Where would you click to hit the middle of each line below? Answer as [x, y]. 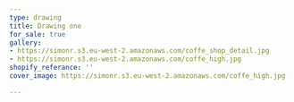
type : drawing [36, 17]
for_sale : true [38, 34]
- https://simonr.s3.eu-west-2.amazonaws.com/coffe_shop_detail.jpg [139, 51]
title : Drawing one [46, 26]
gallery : [25, 42]
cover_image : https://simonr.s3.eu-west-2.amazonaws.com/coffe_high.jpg [147, 76]
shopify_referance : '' [51, 68]
